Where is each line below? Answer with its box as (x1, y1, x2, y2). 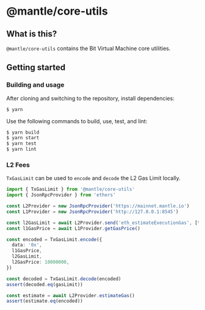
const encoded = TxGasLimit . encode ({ (6, 236, 103, 242)
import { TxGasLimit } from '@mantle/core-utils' (6, 186, 135, 193)
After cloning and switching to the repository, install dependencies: (6, 95, 175, 102)
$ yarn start (6, 135, 40, 141)
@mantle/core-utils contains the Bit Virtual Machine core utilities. (6, 45, 171, 52)
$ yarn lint (6, 146, 37, 153)
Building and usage (6, 81, 65, 89)
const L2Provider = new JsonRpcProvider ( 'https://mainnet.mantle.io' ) (6, 203, 190, 209)
